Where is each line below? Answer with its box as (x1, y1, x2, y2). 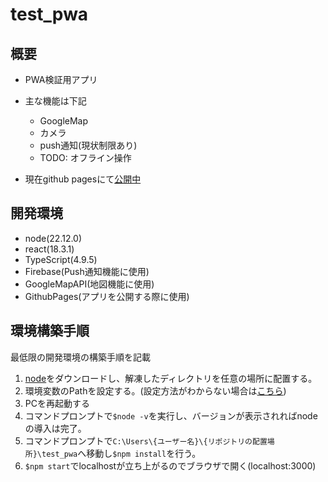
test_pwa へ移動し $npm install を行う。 (41, 447, 202, 459)
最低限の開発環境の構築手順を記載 (10, 351, 151, 363)
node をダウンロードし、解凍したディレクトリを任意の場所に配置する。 (24, 372, 318, 384)
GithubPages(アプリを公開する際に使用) (24, 290, 190, 302)
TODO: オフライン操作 (39, 152, 132, 163)
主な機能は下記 (24, 95, 87, 107)
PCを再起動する (24, 397, 90, 409)
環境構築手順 (10, 323, 90, 340)
